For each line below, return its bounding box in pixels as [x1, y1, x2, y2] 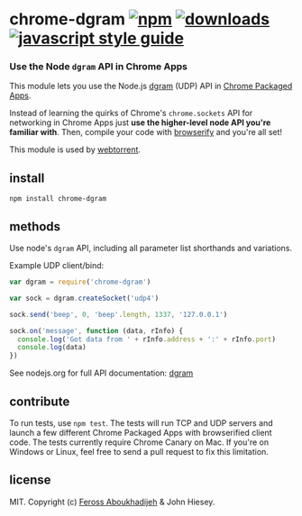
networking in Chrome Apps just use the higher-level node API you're [9, 117, 271, 128]
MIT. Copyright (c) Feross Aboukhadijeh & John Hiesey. [9, 496, 215, 507]
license [9, 473, 51, 488]
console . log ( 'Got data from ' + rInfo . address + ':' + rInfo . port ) [17, 334, 277, 344]
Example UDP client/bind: [9, 260, 105, 271]
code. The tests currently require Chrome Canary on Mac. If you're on [9, 437, 269, 448]
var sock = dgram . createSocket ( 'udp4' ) [9, 294, 160, 303]
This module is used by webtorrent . [9, 144, 142, 155]
